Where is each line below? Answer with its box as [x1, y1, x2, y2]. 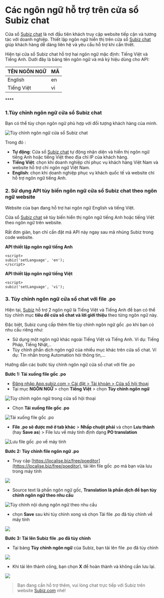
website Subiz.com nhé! [17, 587, 66, 593]
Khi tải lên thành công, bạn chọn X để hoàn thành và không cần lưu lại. [12, 563, 156, 569]
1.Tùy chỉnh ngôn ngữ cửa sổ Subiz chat [5, 109, 102, 116]
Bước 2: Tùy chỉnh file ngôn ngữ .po [5, 448, 80, 454]
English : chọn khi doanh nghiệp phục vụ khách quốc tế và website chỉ [12, 170, 155, 176]
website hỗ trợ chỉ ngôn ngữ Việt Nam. [12, 165, 90, 171]
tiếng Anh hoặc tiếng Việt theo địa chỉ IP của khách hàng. [12, 154, 129, 160]
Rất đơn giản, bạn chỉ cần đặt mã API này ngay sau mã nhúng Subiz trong [5, 229, 154, 235]
